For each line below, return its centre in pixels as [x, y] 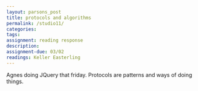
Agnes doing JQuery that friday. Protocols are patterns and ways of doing [99, 75]
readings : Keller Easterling [43, 57]
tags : [13, 35]
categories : [21, 29]
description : [23, 46]
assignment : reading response [45, 40]
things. [15, 81]
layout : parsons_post [34, 12]
